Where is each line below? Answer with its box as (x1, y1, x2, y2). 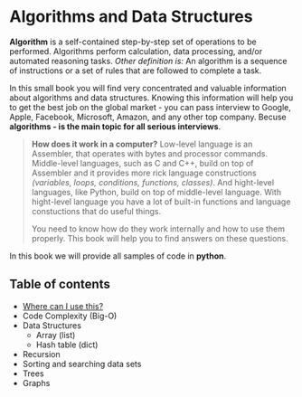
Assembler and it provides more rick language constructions (31, 167, 257, 178)
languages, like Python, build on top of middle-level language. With (31, 186, 282, 197)
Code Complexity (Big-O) (22, 310, 118, 321)
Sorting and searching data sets (22, 358, 142, 369)
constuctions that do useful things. (31, 205, 161, 216)
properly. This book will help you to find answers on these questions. (31, 232, 289, 243)
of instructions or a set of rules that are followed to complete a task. (9, 65, 262, 76)
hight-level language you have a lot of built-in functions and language (31, 196, 291, 207)
